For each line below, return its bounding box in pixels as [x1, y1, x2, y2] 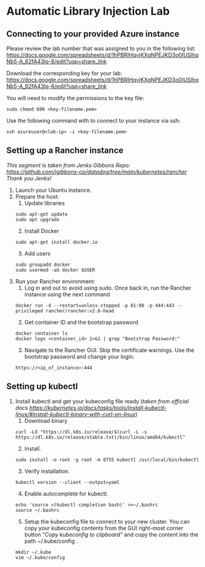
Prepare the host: [15, 192, 59, 200]
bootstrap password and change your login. [24, 353, 135, 360]
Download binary [24, 417, 68, 424]
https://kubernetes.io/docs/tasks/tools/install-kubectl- [29, 404, 167, 411]
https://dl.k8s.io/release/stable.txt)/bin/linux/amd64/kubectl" [15, 434, 185, 441]
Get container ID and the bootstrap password [24, 318, 139, 326]
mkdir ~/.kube [15, 549, 51, 555]
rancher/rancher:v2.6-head [45, 307, 114, 314]
